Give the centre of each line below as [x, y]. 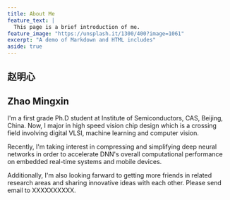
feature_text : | [31, 20]
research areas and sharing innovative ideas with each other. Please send [115, 183]
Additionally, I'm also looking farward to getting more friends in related [110, 175]
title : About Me [31, 14]
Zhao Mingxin [38, 101]
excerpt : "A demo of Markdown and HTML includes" [82, 40]
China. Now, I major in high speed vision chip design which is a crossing [112, 126]
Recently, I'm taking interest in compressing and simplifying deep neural [112, 147]
